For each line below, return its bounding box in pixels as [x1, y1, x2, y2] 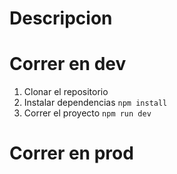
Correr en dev [9, 53, 127, 76]
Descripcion [9, 7, 113, 30]
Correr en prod [9, 142, 134, 165]
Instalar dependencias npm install [23, 97, 168, 109]
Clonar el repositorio [23, 86, 109, 98]
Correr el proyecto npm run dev [23, 107, 152, 119]
